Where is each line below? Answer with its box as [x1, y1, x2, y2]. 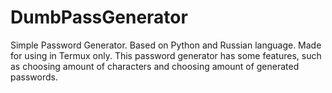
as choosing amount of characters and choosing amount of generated [10, 60, 300, 72]
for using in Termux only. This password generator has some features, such [10, 49, 322, 61]
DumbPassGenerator [10, 6, 188, 29]
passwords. [10, 71, 58, 83]
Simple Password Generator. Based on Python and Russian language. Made [10, 39, 322, 51]
